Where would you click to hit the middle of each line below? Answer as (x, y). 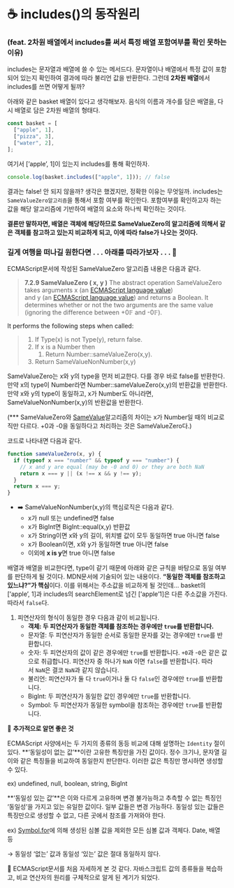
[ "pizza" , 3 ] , (34, 137)
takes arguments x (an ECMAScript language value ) (98, 290)
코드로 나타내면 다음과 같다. (45, 441)
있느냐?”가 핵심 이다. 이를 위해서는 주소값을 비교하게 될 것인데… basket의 (107, 585)
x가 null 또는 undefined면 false (71, 518)
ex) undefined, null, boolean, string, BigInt (67, 784)
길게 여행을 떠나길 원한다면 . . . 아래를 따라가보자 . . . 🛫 (92, 252)
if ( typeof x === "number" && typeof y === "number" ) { (96, 460)
